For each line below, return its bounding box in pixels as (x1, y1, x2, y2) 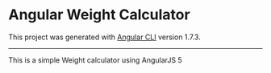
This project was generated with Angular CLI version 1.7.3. (8, 32, 202, 42)
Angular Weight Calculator (8, 6, 191, 24)
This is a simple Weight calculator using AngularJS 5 (8, 55, 183, 65)
